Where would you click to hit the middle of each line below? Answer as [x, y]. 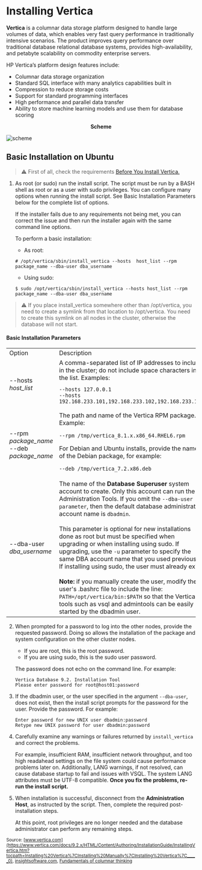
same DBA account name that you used [115, 559]
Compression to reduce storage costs [62, 89]
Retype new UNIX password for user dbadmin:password [82, 725]
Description [75, 353]
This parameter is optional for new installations [125, 528]
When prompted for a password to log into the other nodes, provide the [103, 626]
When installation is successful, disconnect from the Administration [99, 798]
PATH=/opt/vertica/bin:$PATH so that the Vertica [127, 596]
